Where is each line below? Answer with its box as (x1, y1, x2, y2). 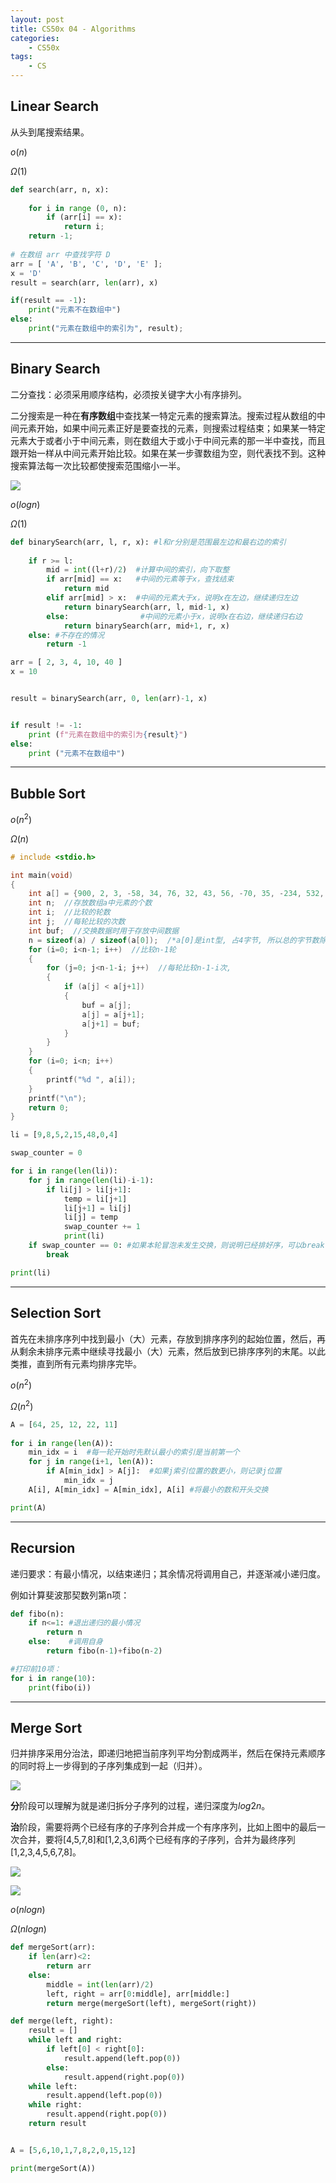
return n (46, 1627, 83, 1638)
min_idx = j (63, 1476, 114, 1486)
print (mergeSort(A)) (10, 2163, 97, 2173)
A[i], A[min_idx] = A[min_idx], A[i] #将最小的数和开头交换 (28, 1484, 269, 1495)
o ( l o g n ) (10, 498, 41, 510)
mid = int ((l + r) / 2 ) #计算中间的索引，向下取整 (46, 565, 230, 575)
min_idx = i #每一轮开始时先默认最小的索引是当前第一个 (28, 1447, 240, 1458)
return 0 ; (28, 1102, 70, 1113)
